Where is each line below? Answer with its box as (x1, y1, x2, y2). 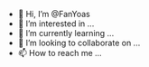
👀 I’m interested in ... (17, 18, 95, 29)
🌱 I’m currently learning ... (17, 28, 115, 38)
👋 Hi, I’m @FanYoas (17, 9, 90, 19)
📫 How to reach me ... (17, 48, 102, 58)
